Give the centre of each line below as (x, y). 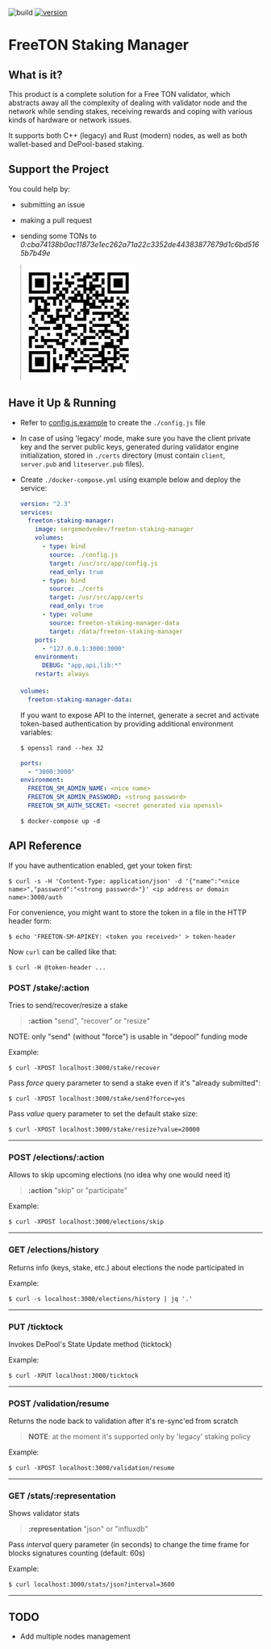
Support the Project (58, 170)
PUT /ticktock (36, 1326)
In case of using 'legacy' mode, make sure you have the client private (135, 438)
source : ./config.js (84, 555)
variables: (36, 732)
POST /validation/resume (59, 1403)
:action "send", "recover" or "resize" (89, 1020)
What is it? (35, 75)
